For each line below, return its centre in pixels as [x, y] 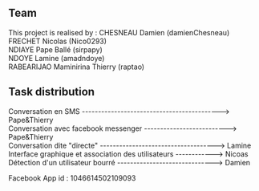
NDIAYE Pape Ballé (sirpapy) [55, 49]
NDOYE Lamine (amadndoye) [57, 58]
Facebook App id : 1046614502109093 [72, 178]
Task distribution [51, 92]
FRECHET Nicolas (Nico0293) [57, 41]
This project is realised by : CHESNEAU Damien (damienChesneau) [119, 32]
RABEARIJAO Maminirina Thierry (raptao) [77, 67]
